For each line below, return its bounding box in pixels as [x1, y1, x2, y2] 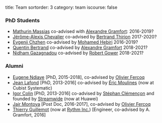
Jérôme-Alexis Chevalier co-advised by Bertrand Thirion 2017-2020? [12, 34, 157, 40]
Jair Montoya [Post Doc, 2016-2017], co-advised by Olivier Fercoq [12, 101, 151, 107]
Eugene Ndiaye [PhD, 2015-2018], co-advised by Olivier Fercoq [12, 74, 145, 80]
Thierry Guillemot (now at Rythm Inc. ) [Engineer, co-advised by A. [12, 106, 150, 112]
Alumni [5, 63, 24, 70]
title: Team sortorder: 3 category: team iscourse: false [5, 5, 117, 10]
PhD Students [5, 17, 40, 24]
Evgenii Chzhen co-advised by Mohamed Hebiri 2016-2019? [12, 39, 138, 45]
